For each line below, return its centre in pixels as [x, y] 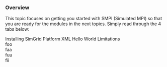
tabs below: [17, 29]
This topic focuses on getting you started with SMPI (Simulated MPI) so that [84, 19]
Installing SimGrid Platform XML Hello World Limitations [63, 39]
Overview [17, 8]
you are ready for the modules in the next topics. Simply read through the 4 [83, 24]
